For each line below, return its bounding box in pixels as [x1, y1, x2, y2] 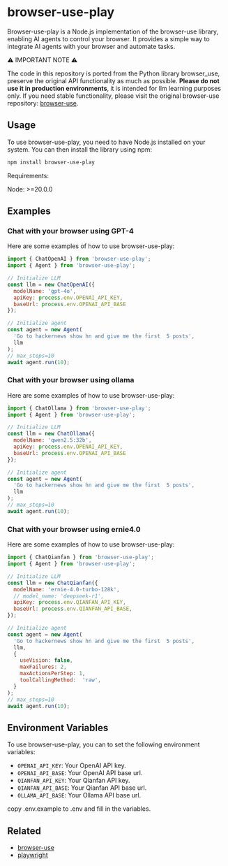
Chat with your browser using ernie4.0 [7, 524, 141, 534]
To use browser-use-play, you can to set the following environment [7, 740, 200, 749]
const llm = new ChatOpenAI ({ [7, 281, 96, 288]
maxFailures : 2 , [20, 663, 68, 671]
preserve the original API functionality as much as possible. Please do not [7, 76, 220, 85]
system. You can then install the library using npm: [7, 145, 152, 154]
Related [7, 825, 42, 837]
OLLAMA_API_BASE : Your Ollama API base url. [17, 791, 142, 800]
